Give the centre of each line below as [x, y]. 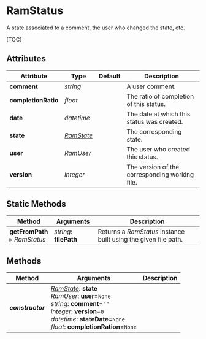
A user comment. [151, 86]
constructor [27, 308]
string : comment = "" [80, 304]
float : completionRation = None [93, 327]
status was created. [155, 121]
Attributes [26, 59]
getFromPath [29, 232]
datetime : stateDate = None [88, 319]
